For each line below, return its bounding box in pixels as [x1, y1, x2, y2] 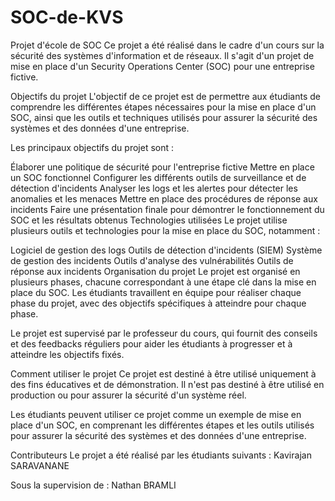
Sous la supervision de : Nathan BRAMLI [10, 479, 177, 491]
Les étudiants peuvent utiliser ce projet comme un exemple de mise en [10, 408, 302, 420]
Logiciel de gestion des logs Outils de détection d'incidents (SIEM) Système [10, 244, 323, 256]
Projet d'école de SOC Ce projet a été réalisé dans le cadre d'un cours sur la [10, 39, 325, 51]
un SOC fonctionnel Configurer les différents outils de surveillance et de [10, 171, 307, 183]
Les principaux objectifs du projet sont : [10, 141, 175, 153]
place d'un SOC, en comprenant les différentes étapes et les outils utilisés [10, 419, 315, 431]
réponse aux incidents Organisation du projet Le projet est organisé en [10, 265, 301, 277]
